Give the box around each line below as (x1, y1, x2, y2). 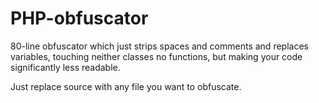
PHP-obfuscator (10, 7, 149, 30)
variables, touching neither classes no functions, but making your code (10, 50, 303, 62)
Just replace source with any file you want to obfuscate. (10, 80, 242, 92)
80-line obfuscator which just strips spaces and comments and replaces (10, 40, 309, 52)
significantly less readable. (10, 61, 121, 73)
